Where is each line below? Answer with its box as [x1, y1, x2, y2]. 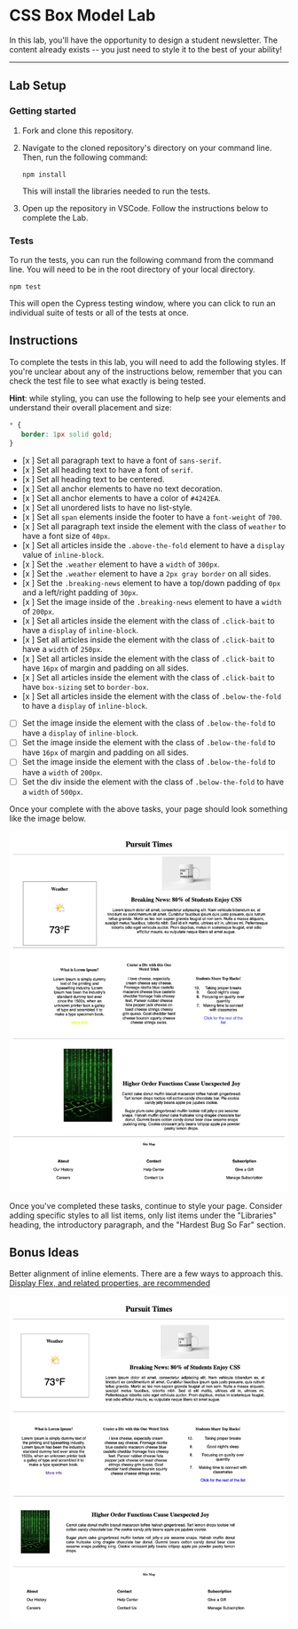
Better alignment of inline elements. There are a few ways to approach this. [9, 1268, 284, 1279]
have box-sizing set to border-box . [21, 681, 149, 693]
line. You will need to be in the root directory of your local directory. [9, 264, 255, 274]
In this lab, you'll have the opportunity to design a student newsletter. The [9, 35, 278, 45]
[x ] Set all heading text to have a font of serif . [21, 465, 193, 475]
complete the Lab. [21, 212, 89, 223]
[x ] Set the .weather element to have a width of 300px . [21, 559, 220, 569]
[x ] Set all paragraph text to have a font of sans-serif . [21, 455, 222, 466]
